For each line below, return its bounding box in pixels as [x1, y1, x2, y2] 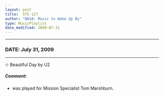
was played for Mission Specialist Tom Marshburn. [12, 85, 114, 91]
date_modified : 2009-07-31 [5, 25, 60, 30]
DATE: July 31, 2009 [5, 46, 54, 53]
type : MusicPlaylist [5, 21, 47, 26]
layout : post [5, 7, 32, 12]
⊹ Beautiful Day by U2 [5, 62, 50, 68]
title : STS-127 [5, 12, 38, 17]
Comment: [5, 73, 27, 79]
